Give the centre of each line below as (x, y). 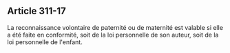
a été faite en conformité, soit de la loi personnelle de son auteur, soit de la (113, 35)
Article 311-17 (37, 11)
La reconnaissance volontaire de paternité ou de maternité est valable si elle (115, 27)
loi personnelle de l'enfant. (45, 42)
